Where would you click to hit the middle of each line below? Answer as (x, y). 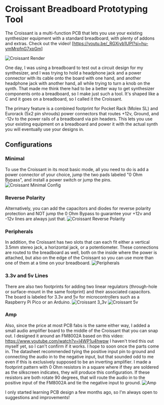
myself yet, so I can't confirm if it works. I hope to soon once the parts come (82, 346)
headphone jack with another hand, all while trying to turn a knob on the (78, 83)
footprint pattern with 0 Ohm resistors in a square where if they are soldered (82, 367)
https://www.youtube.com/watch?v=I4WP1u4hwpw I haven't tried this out (80, 341)
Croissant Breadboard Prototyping (76, 9)
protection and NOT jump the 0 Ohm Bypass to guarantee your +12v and (78, 213)
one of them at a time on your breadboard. (48, 263)
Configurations (29, 145)
